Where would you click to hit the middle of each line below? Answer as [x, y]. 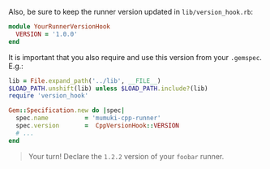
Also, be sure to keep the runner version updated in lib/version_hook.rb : [131, 12]
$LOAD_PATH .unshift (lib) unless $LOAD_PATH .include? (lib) [108, 89]
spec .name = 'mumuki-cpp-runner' [88, 118]
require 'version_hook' [49, 96]
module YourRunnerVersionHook [60, 27]
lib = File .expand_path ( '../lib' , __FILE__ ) [85, 80]
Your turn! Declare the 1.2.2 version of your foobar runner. [126, 156]
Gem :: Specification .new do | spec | [67, 110]
